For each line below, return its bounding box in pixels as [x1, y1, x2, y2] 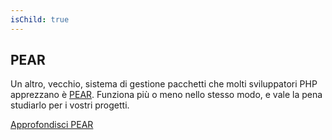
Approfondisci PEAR [10, 119, 94, 131]
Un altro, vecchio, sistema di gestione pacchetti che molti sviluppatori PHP [10, 78, 318, 90]
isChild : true [10, 14, 70, 25]
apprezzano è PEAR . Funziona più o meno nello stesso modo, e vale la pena [10, 89, 323, 101]
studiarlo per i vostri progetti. [10, 99, 130, 111]
